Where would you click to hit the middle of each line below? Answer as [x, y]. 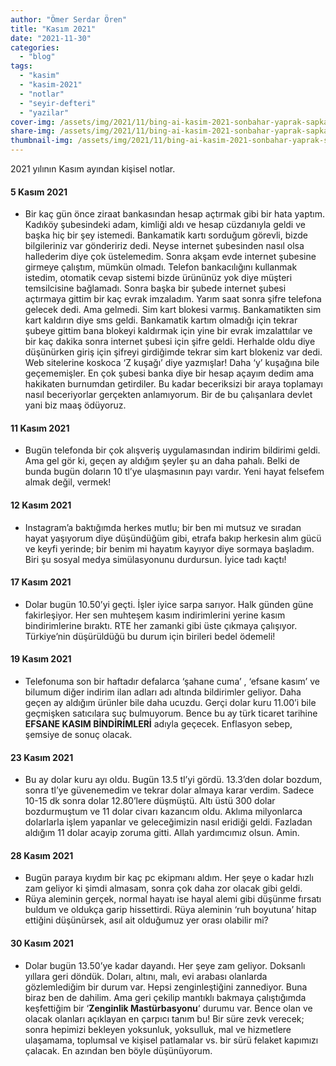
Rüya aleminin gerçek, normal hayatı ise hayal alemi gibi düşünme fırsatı [173, 899]
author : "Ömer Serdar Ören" [69, 19]
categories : [35, 47]
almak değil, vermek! [68, 482]
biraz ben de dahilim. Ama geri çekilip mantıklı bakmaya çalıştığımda [165, 997]
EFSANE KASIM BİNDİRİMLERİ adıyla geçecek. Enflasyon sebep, [158, 724]
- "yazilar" [44, 112]
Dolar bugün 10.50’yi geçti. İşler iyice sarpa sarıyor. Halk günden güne [169, 604]
